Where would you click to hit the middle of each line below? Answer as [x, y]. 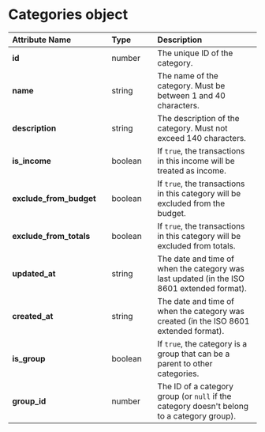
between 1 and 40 [192, 95]
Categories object [68, 15]
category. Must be [191, 85]
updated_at [34, 273]
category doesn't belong [203, 406]
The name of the [188, 75]
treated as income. [192, 170]
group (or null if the [194, 396]
